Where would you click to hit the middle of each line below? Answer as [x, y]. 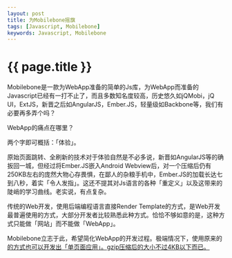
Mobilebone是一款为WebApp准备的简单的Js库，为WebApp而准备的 [103, 87]
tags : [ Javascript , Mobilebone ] [54, 26]
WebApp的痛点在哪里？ [41, 128]
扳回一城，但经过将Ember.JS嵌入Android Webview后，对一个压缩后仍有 [109, 166]
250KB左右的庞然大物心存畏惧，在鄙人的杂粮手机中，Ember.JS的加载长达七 [115, 174]
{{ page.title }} [50, 67]
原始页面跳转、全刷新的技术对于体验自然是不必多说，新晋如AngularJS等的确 [116, 157]
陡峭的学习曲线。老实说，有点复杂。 [59, 192]
